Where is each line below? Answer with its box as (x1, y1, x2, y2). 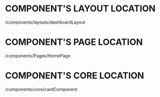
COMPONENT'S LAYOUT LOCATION (5, 3, 156, 14)
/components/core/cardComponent (5, 86, 78, 92)
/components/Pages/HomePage (5, 53, 71, 59)
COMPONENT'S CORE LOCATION (5, 70, 144, 81)
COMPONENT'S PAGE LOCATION (5, 36, 143, 48)
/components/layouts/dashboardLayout (5, 19, 85, 25)
